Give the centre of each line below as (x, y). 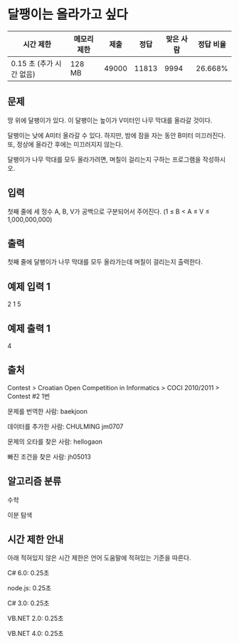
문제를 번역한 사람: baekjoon (47, 411)
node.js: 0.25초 (30, 588)
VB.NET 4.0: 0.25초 (36, 634)
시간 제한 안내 (36, 539)
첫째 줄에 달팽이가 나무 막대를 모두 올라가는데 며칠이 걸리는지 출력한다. (105, 262)
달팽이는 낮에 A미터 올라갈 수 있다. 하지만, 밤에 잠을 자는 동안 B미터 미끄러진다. (117, 135)
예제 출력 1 (29, 328)
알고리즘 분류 (34, 481)
